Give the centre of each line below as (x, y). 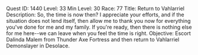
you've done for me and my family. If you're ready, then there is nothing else (99, 27)
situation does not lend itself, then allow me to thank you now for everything (98, 21)
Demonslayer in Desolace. (38, 46)
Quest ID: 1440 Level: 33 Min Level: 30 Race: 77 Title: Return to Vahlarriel (95, 8)
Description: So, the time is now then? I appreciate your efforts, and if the (95, 15)
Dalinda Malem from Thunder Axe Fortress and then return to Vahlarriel (93, 39)
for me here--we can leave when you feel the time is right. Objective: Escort (98, 33)
